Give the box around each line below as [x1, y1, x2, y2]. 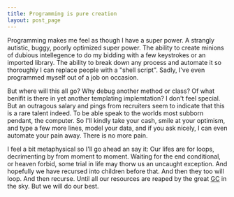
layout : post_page [7, 17, 61, 24]
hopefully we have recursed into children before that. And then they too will [7, 167, 225, 175]
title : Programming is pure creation [7, 10, 117, 17]
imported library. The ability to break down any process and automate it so [7, 58, 222, 66]
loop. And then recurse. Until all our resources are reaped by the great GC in [7, 174, 227, 182]
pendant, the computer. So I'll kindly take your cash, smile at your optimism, [7, 116, 226, 124]
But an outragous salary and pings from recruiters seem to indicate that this [7, 101, 225, 110]
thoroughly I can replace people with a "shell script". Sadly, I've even [7, 66, 205, 74]
